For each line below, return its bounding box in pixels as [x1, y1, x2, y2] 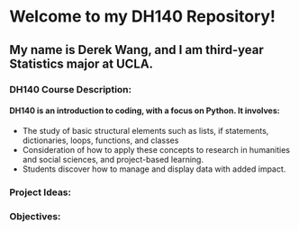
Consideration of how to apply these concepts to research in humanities [22, 144, 291, 155]
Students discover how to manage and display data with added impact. [22, 164, 286, 174]
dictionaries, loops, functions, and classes [22, 135, 179, 146]
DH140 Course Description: [9, 83, 132, 95]
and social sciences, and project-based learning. [22, 154, 204, 164]
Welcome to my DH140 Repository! [9, 6, 276, 27]
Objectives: [9, 209, 61, 222]
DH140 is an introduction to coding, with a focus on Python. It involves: [9, 105, 281, 116]
